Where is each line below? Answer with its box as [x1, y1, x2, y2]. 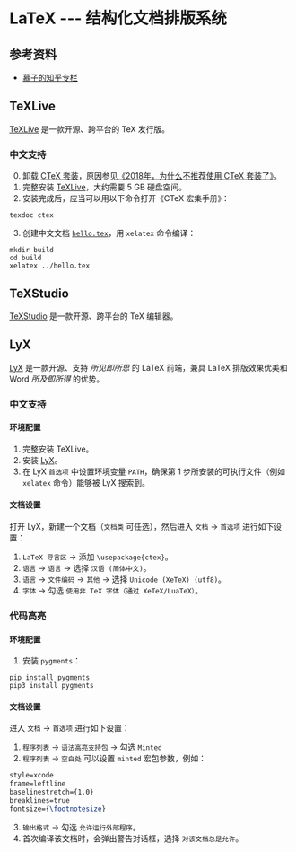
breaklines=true [9, 796, 70, 805]
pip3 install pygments [9, 681, 94, 690]
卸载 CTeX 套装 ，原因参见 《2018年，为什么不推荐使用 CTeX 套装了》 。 [22, 171, 283, 181]
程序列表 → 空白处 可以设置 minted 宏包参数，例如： [22, 753, 207, 764]
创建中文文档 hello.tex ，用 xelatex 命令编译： [22, 228, 196, 239]
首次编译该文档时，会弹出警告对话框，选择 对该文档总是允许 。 [22, 832, 244, 844]
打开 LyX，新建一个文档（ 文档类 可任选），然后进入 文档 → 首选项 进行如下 [9, 522, 274, 532]
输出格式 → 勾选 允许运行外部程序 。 [22, 821, 141, 832]
